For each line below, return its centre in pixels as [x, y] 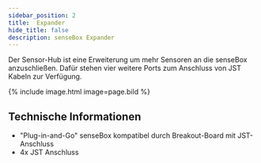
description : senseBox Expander [61, 37]
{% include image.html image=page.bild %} [79, 92]
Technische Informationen [75, 116]
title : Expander [37, 23]
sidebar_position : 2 [42, 15]
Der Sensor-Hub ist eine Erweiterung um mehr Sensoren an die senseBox [128, 60]
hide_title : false [38, 30]
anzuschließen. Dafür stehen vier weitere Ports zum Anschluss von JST [125, 69]
